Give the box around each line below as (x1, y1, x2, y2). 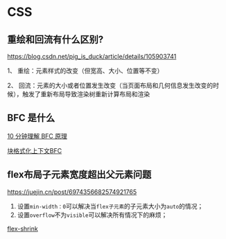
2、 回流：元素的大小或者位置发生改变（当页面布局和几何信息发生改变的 (7, 81, 214, 89)
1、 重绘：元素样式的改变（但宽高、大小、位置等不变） (7, 67, 164, 75)
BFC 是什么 (7, 112, 55, 124)
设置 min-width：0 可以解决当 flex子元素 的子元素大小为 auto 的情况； (17, 202, 204, 210)
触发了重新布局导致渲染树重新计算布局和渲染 (21, 90, 150, 98)
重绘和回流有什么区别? (7, 33, 104, 45)
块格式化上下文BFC (7, 146, 62, 154)
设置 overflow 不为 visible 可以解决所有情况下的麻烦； (17, 211, 168, 219)
